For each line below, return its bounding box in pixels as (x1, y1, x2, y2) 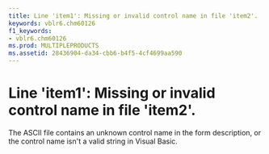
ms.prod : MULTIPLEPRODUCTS (8, 42, 99, 50)
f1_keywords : (8, 27, 53, 35)
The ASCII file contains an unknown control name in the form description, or (8, 127, 262, 137)
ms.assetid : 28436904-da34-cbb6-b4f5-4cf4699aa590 (8, 49, 183, 57)
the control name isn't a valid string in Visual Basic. (8, 136, 178, 146)
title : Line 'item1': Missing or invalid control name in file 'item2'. (8, 11, 258, 20)
